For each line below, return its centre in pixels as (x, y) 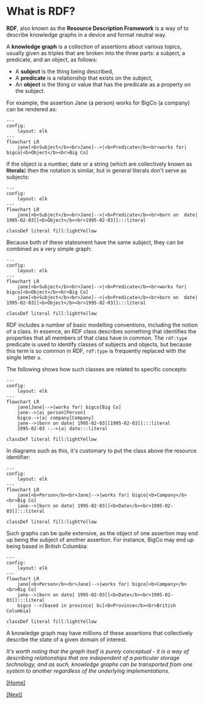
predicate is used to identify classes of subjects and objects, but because (99, 344)
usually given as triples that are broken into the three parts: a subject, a (96, 53)
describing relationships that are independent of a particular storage (93, 658)
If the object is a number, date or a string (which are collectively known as (99, 164)
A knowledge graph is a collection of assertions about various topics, (94, 46)
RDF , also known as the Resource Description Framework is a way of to (98, 28)
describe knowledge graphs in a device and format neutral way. (86, 34)
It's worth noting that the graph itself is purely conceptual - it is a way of (98, 651)
